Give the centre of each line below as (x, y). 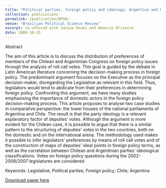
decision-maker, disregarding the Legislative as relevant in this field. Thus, (81, 82)
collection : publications (32, 14)
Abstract (14, 47)
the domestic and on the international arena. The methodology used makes (82, 135)
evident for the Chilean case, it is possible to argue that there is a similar (79, 124)
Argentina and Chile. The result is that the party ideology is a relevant (76, 114)
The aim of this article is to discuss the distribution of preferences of (75, 56)
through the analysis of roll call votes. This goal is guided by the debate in (80, 67)
